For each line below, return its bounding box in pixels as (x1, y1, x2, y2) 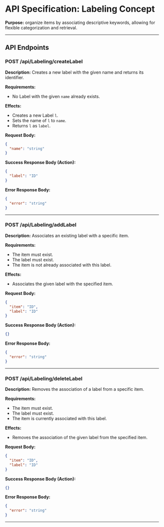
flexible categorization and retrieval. (5, 24, 78, 30)
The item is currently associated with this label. (12, 416, 107, 422)
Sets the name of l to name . (12, 117, 67, 123)
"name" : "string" (9, 146, 45, 151)
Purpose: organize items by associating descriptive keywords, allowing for (5, 20, 155, 25)
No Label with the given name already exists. (12, 93, 100, 99)
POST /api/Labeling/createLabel (5, 58, 83, 65)
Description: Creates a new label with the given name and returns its (5, 69, 144, 75)
